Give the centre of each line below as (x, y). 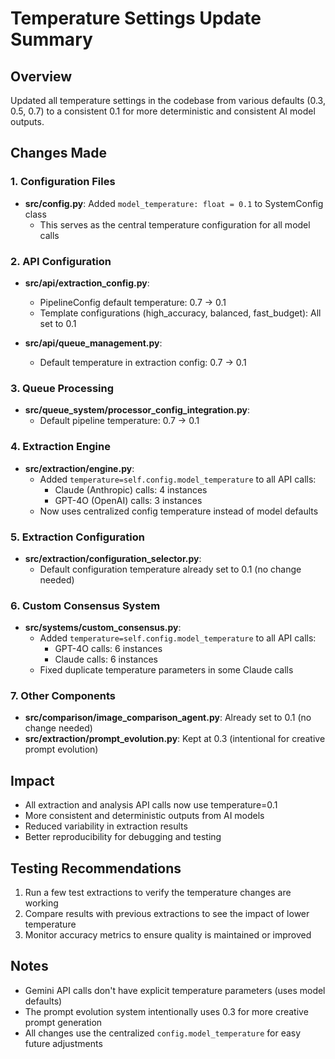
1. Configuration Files (63, 182)
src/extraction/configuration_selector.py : (113, 558)
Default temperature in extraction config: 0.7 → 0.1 (143, 362)
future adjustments (63, 1043)
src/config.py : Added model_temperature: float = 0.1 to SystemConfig (174, 203)
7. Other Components (63, 696)
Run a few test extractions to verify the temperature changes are (158, 893)
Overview (41, 76)
